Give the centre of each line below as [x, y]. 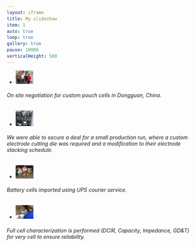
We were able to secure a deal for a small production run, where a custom [97, 137]
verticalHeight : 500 [32, 56]
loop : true [20, 38]
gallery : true [24, 44]
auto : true [20, 31]
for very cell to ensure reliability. [46, 237]
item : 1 [16, 25]
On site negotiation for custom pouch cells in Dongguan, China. [84, 95]
